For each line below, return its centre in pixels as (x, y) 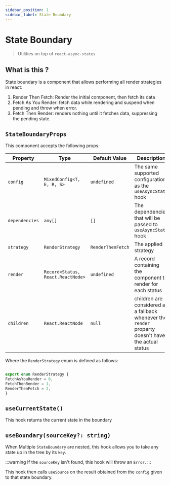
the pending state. (32, 119)
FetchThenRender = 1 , (28, 384)
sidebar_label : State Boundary (38, 15)
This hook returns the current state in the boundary (59, 420)
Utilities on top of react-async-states (56, 54)
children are (148, 299)
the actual (146, 342)
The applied (148, 244)
